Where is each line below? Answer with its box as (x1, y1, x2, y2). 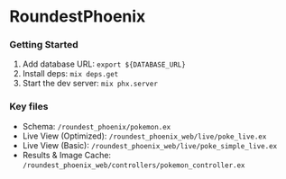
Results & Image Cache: (22, 149, 111, 160)
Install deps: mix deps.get (22, 68, 119, 79)
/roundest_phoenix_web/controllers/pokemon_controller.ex (22, 160, 245, 170)
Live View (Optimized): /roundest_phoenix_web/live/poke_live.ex (22, 130, 267, 141)
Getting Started (9, 39, 78, 51)
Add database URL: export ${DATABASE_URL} (22, 58, 187, 69)
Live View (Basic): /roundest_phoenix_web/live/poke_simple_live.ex (22, 139, 278, 150)
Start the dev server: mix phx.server (22, 78, 158, 89)
